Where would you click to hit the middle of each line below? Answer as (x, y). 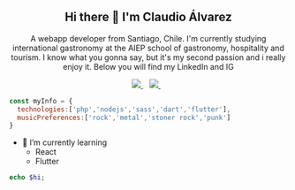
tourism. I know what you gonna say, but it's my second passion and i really (148, 57)
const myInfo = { (41, 101)
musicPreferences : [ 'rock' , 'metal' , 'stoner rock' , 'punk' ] (124, 118)
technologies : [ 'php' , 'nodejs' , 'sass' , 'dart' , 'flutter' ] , (124, 109)
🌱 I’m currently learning (64, 142)
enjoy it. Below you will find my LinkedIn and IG (148, 66)
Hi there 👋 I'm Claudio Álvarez (148, 17)
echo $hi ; (27, 178)
